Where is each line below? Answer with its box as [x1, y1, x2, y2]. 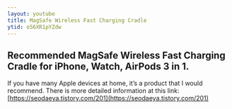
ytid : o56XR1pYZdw [7, 23, 62, 30]
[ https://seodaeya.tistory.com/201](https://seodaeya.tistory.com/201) [7, 94, 209, 103]
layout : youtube [7, 10, 55, 18]
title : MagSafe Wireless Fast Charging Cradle [7, 17, 147, 24]
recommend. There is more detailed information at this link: [7, 86, 180, 95]
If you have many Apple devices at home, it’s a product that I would [7, 79, 203, 88]
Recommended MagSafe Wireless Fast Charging [7, 49, 226, 61]
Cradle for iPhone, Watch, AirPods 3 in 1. [7, 60, 190, 72]
